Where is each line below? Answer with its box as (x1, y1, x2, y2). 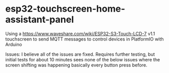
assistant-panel (5, 14, 74, 25)
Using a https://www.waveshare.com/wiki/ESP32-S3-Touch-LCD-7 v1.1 (5, 30, 155, 36)
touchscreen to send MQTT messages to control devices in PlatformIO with (5, 36, 164, 42)
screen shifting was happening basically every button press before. (5, 62, 147, 68)
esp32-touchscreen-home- (5, 3, 125, 15)
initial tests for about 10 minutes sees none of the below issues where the (5, 56, 160, 62)
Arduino (5, 41, 22, 47)
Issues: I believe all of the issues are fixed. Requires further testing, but (5, 51, 155, 57)
